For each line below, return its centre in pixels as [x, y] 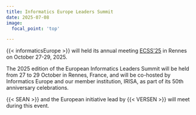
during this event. [28, 106]
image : [14, 23]
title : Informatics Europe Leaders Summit [60, 12]
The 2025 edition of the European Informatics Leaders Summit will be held [98, 69]
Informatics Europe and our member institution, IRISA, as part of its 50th [95, 81]
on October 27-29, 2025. [37, 57]
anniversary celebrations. [37, 88]
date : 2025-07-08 [28, 17]
